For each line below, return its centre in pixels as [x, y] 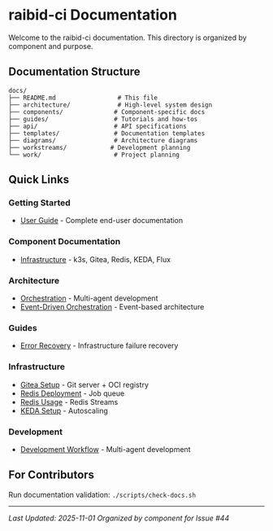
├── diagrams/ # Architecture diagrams [103, 140]
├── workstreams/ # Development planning [100, 147]
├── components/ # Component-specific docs [107, 112]
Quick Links [39, 180]
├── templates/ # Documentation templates [107, 133]
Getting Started [39, 203]
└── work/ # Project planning [94, 155]
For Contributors [52, 475]
